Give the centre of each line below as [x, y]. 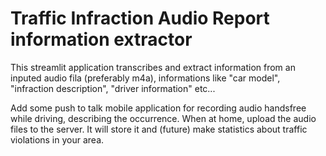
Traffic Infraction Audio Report [140, 18]
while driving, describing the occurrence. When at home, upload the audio [163, 118]
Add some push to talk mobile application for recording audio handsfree [158, 108]
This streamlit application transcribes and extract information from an [153, 67]
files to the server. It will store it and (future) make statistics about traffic [159, 129]
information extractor [101, 39]
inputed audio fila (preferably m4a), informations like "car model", [145, 78]
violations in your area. [57, 139]
